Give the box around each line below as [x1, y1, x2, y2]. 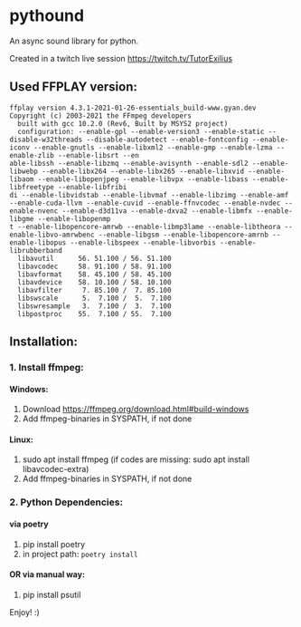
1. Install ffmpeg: [9, 362, 84, 374]
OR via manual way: [9, 569, 86, 580]
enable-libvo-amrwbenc [9, 230, 95, 239]
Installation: [9, 334, 79, 350]
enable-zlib [9, 150, 54, 159]
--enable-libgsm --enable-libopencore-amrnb [98, 230, 269, 239]
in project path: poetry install [22, 548, 138, 559]
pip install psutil [22, 589, 81, 600]
